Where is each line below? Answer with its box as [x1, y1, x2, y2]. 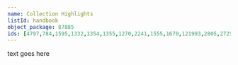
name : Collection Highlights [7, 10, 93, 18]
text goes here [7, 49, 50, 58]
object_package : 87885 [7, 23, 74, 30]
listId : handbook [7, 17, 59, 24]
